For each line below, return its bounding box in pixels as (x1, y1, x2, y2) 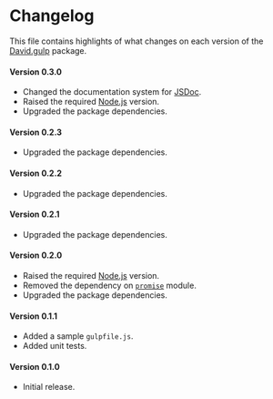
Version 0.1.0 (9, 361, 61, 372)
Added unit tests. (22, 341, 87, 352)
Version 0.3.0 (9, 66, 62, 77)
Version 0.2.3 (9, 127, 62, 138)
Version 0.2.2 (9, 168, 62, 179)
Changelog (9, 5, 95, 26)
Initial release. (22, 382, 76, 393)
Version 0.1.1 (9, 311, 57, 322)
